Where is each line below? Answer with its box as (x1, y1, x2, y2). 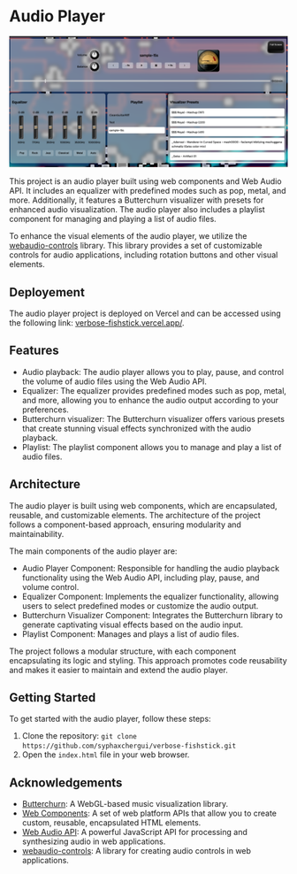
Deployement (9, 285, 86, 300)
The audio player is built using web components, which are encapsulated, (9, 500, 278, 510)
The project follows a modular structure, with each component (9, 646, 237, 656)
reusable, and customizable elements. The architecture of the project (9, 510, 261, 520)
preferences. (21, 404, 69, 415)
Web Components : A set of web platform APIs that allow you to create (21, 808, 277, 819)
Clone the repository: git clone (21, 731, 137, 741)
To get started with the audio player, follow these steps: (9, 714, 211, 724)
